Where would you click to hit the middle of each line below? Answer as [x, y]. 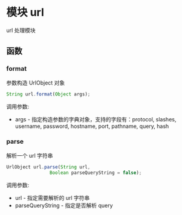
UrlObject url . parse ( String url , [48, 167]
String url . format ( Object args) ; [48, 94]
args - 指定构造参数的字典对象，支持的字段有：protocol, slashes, [96, 119]
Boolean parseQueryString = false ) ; [96, 173]
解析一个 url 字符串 [30, 155]
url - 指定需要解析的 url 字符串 [52, 197]
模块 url [25, 12]
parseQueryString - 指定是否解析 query [64, 205]
